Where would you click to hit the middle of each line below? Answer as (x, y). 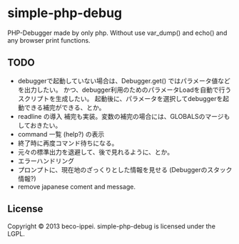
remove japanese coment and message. (76, 186)
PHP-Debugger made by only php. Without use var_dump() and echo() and (117, 33)
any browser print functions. (49, 40)
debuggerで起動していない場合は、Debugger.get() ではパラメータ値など (124, 80)
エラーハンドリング (46, 161)
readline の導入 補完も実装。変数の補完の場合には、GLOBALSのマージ (121, 116)
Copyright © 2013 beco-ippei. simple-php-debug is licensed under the (112, 226)
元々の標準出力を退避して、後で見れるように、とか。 (95, 152)
